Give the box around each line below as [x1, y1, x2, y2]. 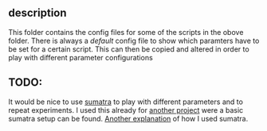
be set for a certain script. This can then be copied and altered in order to [8, 44, 249, 54]
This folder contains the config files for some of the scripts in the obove [8, 27, 244, 37]
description [8, 6, 67, 20]
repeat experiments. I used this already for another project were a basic [8, 105, 244, 114]
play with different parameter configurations [8, 52, 153, 62]
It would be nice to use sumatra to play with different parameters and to [8, 97, 243, 106]
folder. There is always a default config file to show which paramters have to [8, 36, 260, 45]
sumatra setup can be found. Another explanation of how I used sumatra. [8, 114, 249, 123]
